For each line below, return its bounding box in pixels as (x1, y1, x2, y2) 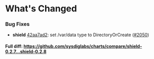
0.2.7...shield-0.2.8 (5, 49, 47, 55)
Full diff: (5, 43, 23, 50)
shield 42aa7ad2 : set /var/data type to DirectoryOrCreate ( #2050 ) (12, 32, 149, 38)
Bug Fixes (5, 21, 30, 28)
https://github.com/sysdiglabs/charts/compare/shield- (23, 43, 142, 50)
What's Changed (5, 3, 77, 14)
